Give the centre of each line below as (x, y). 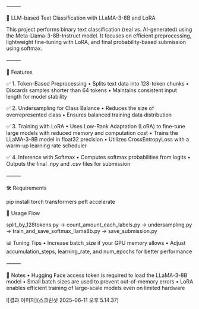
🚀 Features (19, 72)
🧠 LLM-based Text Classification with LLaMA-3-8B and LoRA (81, 18)
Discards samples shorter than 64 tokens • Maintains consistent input (91, 90)
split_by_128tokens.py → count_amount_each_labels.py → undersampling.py (99, 225)
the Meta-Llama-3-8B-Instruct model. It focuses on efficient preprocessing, (99, 36)
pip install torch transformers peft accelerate (61, 202)
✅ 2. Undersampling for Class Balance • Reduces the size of (80, 108)
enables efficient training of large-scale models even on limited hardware (96, 288)
